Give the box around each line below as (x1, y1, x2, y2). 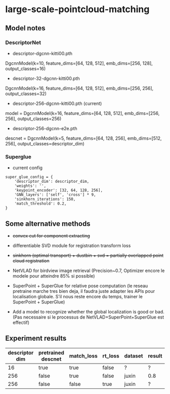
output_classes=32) (5, 90, 47, 97)
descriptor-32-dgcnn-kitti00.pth (12, 75, 80, 82)
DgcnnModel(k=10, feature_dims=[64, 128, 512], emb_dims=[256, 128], (5, 60, 153, 66)
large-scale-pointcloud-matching (5, 4, 150, 15)
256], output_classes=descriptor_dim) (5, 140, 84, 146)
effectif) (12, 319, 29, 325)
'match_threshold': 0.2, (14, 201, 67, 206)
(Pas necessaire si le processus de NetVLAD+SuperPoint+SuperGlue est (12, 314, 164, 320)
